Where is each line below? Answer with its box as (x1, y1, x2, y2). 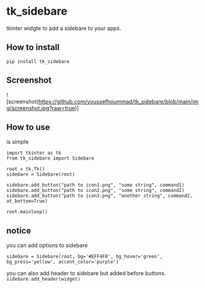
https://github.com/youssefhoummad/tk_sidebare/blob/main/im (38, 98, 199, 105)
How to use (6, 122, 50, 132)
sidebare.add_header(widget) (6, 276, 81, 282)
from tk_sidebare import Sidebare (6, 155, 95, 161)
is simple (6, 138, 29, 146)
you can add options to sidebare (6, 242, 88, 249)
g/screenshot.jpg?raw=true (6, 104, 75, 111)
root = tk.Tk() (6, 166, 45, 172)
